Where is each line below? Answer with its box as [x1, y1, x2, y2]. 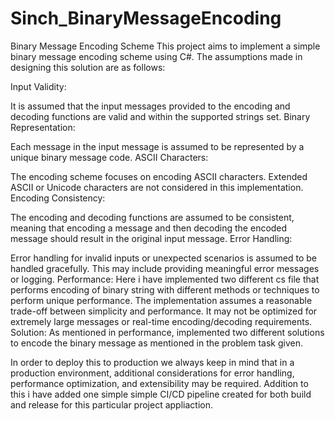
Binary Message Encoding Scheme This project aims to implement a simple [10, 40, 321, 52]
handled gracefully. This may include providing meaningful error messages [10, 262, 320, 274]
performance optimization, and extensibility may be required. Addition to [10, 377, 309, 389]
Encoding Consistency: [10, 192, 106, 204]
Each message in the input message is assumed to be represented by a [10, 140, 305, 152]
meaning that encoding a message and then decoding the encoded [10, 222, 288, 234]
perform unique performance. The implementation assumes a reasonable [10, 294, 313, 306]
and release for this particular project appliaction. [10, 398, 213, 411]
